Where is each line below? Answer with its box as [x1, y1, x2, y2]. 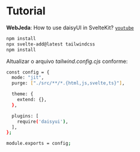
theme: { [11, 91, 34, 97]
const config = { [6, 69, 50, 75]
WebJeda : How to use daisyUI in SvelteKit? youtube [6, 24, 134, 31]
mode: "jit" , [11, 75, 44, 81]
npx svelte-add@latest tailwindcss [6, 41, 96, 47]
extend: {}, [17, 97, 47, 103]
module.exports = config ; [6, 141, 71, 147]
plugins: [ [11, 113, 39, 119]
